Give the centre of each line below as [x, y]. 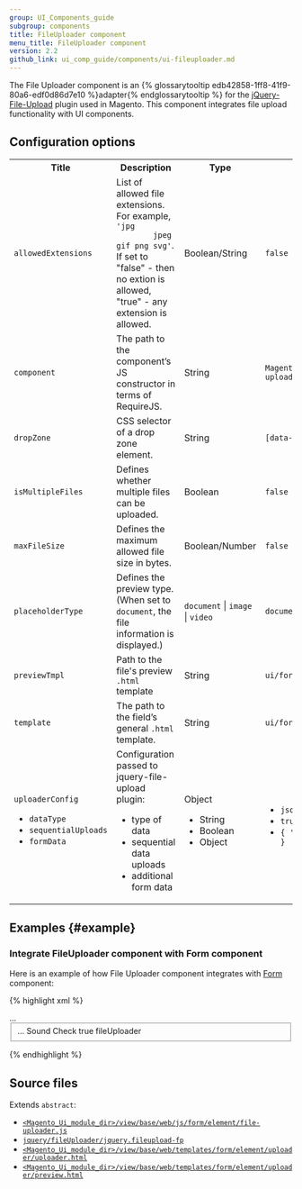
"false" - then [146, 268]
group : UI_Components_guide [62, 18]
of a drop [136, 431]
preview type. [145, 588]
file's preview [145, 670]
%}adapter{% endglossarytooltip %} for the [169, 95]
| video [198, 616]
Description [146, 168]
